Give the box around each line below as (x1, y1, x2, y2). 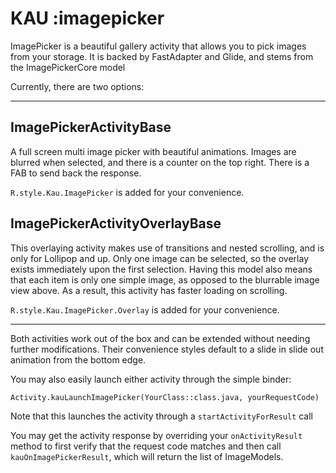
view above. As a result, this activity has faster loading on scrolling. (10, 284, 288, 296)
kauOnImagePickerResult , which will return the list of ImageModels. (10, 450, 284, 462)
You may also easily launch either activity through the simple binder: (10, 373, 292, 385)
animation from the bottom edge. (10, 353, 147, 366)
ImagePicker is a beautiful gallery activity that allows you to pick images (10, 40, 307, 52)
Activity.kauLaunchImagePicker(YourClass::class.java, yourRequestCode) (10, 392, 320, 402)
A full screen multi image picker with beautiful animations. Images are (10, 145, 297, 157)
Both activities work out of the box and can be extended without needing (10, 332, 311, 344)
